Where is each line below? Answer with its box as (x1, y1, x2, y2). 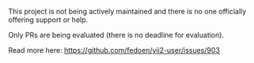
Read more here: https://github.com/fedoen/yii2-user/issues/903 (8, 46, 220, 54)
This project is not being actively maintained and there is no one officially (8, 7, 247, 16)
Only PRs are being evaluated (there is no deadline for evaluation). (8, 31, 224, 39)
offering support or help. (8, 15, 89, 24)
